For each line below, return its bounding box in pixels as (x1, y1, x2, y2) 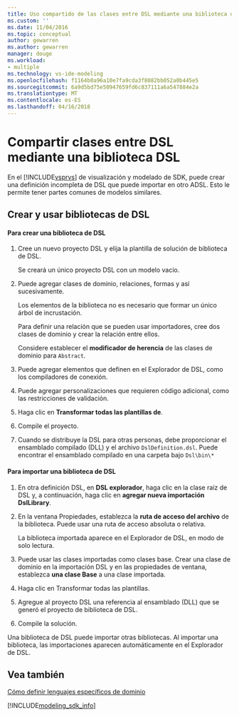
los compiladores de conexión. (17, 372, 108, 382)
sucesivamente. (17, 287, 65, 296)
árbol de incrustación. (17, 308, 83, 317)
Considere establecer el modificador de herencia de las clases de (17, 344, 213, 352)
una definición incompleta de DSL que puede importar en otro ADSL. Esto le (7, 180, 230, 189)
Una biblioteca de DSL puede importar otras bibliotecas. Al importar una (7, 633, 219, 641)
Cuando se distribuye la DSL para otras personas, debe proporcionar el (17, 436, 227, 444)
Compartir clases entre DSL (7, 134, 174, 151)
